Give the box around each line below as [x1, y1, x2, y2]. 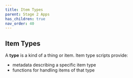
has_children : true [5, 16, 46, 21]
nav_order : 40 [5, 21, 35, 26]
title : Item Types [5, 7, 43, 12]
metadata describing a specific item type [12, 62, 96, 68]
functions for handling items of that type [12, 67, 95, 73]
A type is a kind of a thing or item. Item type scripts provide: [5, 52, 128, 58]
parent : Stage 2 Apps [5, 12, 50, 17]
